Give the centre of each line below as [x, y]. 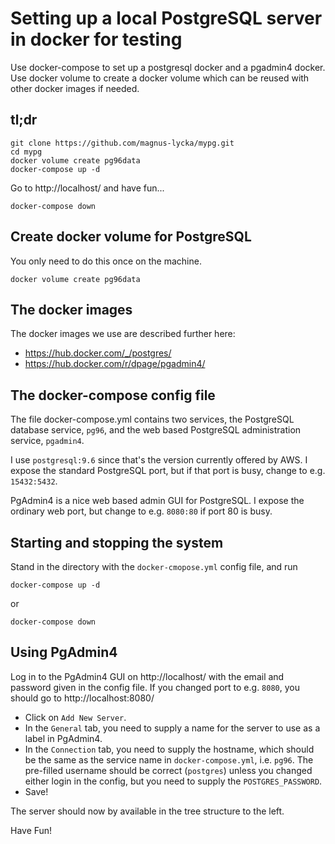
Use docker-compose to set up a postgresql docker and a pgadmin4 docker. [168, 67]
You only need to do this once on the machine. [106, 261]
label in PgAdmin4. [63, 738]
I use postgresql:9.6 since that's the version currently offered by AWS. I [159, 460]
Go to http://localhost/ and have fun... [87, 188]
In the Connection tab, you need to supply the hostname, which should [169, 749]
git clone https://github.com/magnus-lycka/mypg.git [122, 143]
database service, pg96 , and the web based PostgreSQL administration [156, 430]
